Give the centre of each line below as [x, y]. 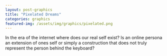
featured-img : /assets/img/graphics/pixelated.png [59, 24]
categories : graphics [28, 19]
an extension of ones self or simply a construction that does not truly [76, 43]
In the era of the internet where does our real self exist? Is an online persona [84, 38]
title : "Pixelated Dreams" [33, 14]
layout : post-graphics [29, 10]
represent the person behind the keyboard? [50, 48]
